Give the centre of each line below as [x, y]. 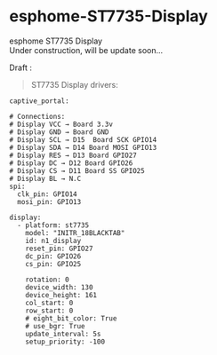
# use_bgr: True [56, 326]
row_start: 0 [49, 311]
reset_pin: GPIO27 [59, 248]
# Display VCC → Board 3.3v [61, 124]
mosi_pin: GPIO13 [49, 201]
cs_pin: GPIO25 [53, 264]
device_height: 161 [61, 295]
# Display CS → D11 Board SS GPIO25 [77, 170]
